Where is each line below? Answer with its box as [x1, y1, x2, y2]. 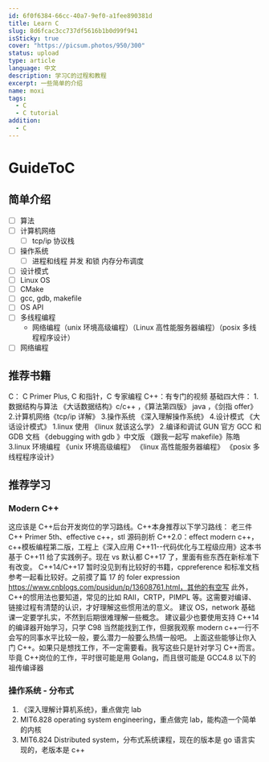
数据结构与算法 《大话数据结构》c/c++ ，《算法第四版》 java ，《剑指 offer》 [8, 402, 258, 412]
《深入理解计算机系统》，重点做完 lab [19, 705, 142, 714]
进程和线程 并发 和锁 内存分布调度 [31, 256, 145, 266]
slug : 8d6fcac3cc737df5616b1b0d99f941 [8, 27, 138, 35]
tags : [8, 94, 26, 102]
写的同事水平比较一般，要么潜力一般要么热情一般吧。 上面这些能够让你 [14, 633, 250, 642]
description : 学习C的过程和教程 [8, 72, 107, 80]
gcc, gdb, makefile [19, 293, 82, 303]
